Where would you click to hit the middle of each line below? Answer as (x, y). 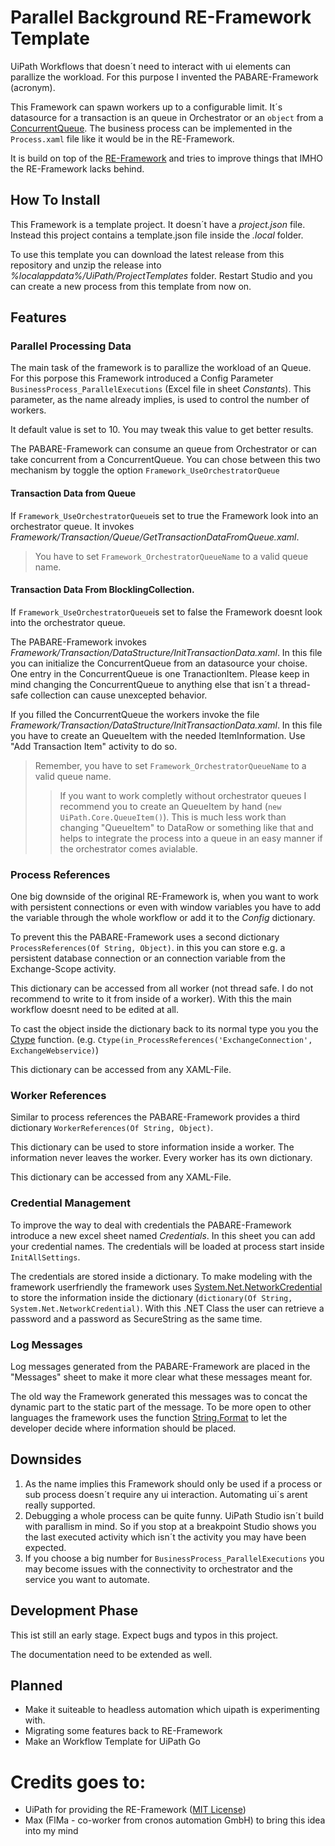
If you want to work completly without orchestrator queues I (183, 795)
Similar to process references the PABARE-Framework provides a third (155, 1117)
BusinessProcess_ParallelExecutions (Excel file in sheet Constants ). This (161, 389)
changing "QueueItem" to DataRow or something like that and (186, 827)
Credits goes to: (78, 1782)
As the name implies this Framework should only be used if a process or (173, 1483)
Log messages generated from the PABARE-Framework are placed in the (160, 1367)
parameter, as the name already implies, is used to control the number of (160, 400)
